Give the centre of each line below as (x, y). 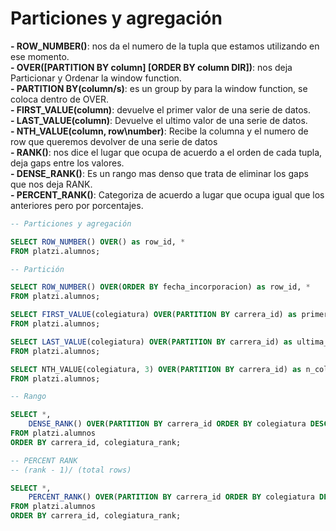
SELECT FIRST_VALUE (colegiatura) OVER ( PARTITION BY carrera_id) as (154, 315)
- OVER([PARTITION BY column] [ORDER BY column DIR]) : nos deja (151, 67)
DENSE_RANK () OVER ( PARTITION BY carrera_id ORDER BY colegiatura (167, 424)
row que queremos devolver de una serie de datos (114, 141)
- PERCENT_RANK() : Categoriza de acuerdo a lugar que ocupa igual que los (167, 194)
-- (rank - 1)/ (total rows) (71, 470)
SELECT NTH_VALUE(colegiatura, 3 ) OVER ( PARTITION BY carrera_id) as (156, 369)
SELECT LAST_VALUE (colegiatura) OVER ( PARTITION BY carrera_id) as (151, 342)
